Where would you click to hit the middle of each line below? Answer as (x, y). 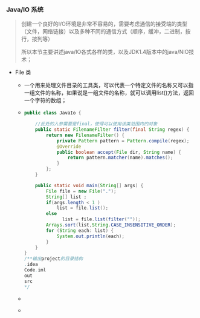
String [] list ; (66, 197)
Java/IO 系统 (25, 9)
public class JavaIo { (53, 113)
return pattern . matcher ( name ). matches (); (120, 158)
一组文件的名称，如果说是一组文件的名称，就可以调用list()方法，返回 (109, 93)
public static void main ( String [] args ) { (89, 185)
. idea (31, 265)
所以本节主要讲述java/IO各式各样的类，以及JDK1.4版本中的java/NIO (105, 52)
